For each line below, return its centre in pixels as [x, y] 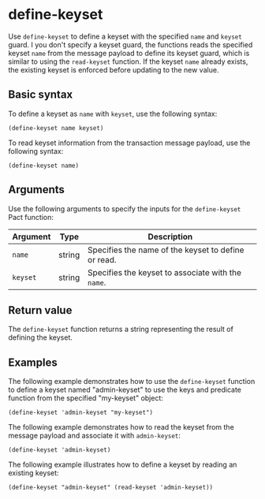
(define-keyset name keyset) [56, 128]
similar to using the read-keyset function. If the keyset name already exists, [128, 61]
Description [170, 236]
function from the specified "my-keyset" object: [86, 398]
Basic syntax [41, 95]
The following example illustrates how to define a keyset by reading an [123, 465]
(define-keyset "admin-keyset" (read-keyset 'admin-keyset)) [111, 488]
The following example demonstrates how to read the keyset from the [121, 427]
